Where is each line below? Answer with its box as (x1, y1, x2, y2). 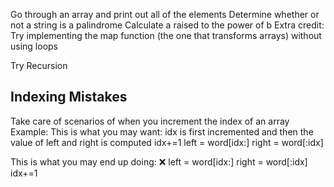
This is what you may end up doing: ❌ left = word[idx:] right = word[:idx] (10, 155, 308, 168)
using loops (10, 40, 58, 52)
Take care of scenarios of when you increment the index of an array (10, 115, 290, 127)
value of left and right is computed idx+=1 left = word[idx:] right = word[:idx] (10, 136, 324, 148)
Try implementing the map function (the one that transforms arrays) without (10, 30, 322, 41)
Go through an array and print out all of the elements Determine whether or (10, 9, 320, 20)
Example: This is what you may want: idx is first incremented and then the (10, 125, 314, 138)
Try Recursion (10, 60, 68, 71)
